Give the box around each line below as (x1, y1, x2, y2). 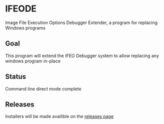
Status (5, 72, 26, 81)
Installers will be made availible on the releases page (5, 113, 114, 119)
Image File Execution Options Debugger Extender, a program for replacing (5, 19, 158, 25)
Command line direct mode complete (5, 85, 81, 91)
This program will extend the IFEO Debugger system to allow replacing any (5, 52, 159, 58)
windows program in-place (5, 58, 61, 64)
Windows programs (5, 24, 46, 30)
